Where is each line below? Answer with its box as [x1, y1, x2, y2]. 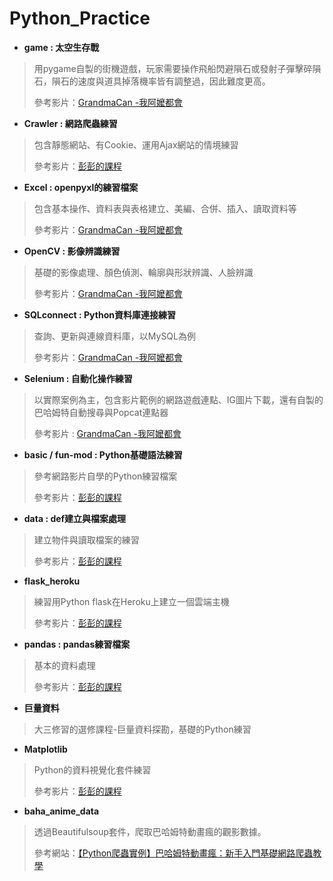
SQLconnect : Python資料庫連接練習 [23, 308, 176, 321]
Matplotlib [23, 743, 68, 755]
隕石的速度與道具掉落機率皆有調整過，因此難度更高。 [51, 75, 271, 87]
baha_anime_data [23, 805, 100, 817]
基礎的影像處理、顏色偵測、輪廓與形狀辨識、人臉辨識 [33, 266, 254, 278]
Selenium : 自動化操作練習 [23, 372, 133, 384]
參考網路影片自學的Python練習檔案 [33, 470, 178, 482]
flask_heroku [23, 575, 81, 587]
